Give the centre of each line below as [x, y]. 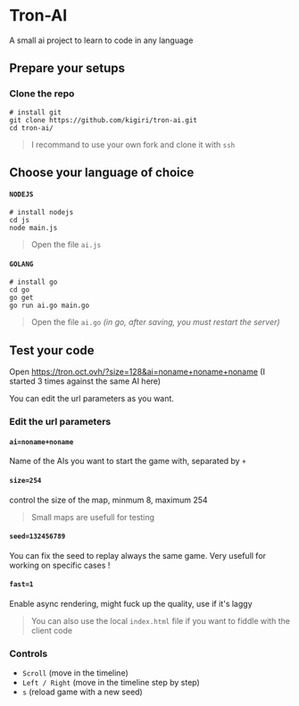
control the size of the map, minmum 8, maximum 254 [108, 500]
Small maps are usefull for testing [92, 517]
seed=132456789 [37, 536]
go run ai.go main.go [50, 306]
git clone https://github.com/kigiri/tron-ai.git [104, 120]
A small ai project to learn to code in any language [101, 40]
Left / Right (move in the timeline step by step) [111, 683]
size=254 [25, 480]
